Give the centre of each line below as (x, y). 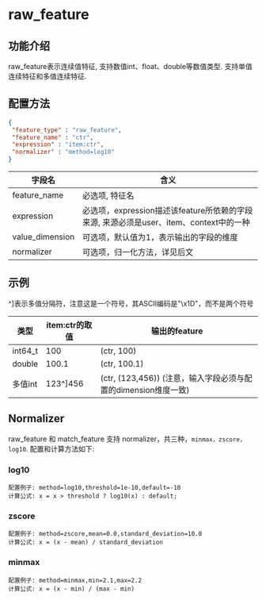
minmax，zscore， (218, 439)
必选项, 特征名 (108, 196)
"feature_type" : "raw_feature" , (67, 130)
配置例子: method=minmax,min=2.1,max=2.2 (75, 580)
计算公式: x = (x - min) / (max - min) (72, 589)
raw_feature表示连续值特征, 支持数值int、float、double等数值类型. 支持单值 (131, 66)
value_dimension (44, 237)
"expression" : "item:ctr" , (58, 144)
